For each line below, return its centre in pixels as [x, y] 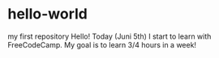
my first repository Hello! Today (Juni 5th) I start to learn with [109, 36]
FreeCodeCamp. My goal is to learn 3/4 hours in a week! [102, 44]
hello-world [48, 14]
